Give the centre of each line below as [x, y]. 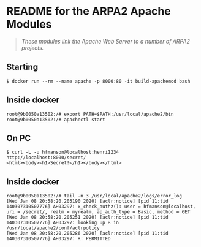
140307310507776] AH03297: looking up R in [63, 223]
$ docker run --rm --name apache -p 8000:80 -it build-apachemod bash [98, 81]
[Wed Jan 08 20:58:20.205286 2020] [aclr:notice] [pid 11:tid [87, 234]
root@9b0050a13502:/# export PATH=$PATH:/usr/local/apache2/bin [90, 114]
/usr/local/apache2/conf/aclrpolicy [53, 228]
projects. [32, 48]
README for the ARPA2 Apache [89, 11]
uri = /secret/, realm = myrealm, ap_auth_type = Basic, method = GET [98, 212]
